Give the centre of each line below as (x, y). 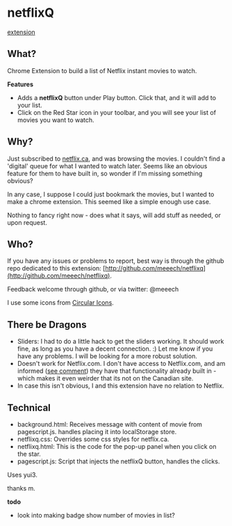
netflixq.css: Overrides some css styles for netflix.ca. (93, 439)
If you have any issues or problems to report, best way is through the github (116, 261)
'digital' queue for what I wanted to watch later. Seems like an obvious (107, 166)
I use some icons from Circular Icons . (61, 303)
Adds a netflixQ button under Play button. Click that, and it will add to (117, 97)
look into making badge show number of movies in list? (96, 515)
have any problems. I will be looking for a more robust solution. (107, 356)
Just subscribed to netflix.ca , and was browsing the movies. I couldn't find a (116, 159)
